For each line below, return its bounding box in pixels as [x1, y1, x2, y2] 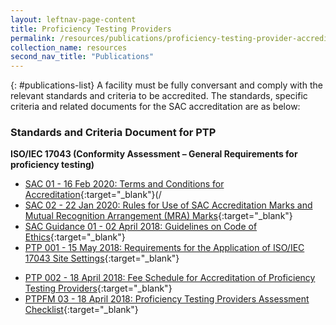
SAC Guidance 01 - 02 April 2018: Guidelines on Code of [24, 221, 258, 233]
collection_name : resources [10, 42, 128, 53]
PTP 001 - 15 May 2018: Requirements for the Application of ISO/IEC [24, 242, 305, 254]
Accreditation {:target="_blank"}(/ [24, 189, 162, 201]
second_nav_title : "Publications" [10, 52, 155, 62]
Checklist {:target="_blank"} [24, 304, 139, 316]
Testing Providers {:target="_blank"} [24, 282, 173, 295]
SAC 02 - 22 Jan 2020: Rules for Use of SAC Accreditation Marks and [24, 199, 313, 211]
